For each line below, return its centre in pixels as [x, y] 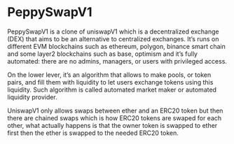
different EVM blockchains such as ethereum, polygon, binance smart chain [117, 46]
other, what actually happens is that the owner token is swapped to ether [112, 125]
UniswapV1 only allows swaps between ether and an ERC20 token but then [115, 110]
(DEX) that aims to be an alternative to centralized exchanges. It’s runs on [113, 38]
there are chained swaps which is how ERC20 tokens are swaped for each [115, 118]
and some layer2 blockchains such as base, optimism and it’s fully [103, 54]
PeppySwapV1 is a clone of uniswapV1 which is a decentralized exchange [113, 31]
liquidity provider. [32, 97]
